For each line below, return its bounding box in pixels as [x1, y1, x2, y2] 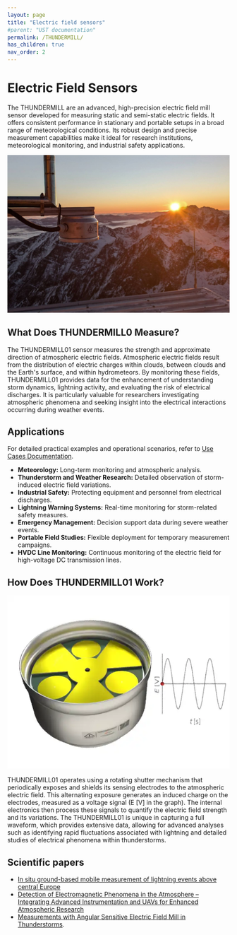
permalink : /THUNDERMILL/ [7, 34, 83, 41]
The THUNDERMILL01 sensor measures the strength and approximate [7, 345, 210, 353]
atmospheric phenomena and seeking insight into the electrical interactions [7, 398, 226, 406]
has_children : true [7, 41, 65, 49]
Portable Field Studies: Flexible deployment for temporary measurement [17, 534, 230, 542]
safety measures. [17, 511, 68, 519]
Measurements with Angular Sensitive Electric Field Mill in [17, 912, 186, 922]
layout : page [7, 11, 46, 18]
